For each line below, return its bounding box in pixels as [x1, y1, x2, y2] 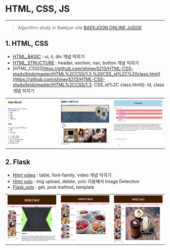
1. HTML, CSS [5, 39, 49, 48]
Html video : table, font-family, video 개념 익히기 [12, 172, 112, 178]
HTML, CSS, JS [5, 3, 70, 15]
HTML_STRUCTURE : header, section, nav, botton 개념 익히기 [12, 59, 139, 66]
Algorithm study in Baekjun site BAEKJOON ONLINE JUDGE [17, 24, 142, 30]
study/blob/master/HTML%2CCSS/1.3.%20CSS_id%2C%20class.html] [12, 70, 160, 77]
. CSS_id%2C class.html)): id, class [91, 82, 164, 88]
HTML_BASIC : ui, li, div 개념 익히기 [12, 53, 85, 59]
